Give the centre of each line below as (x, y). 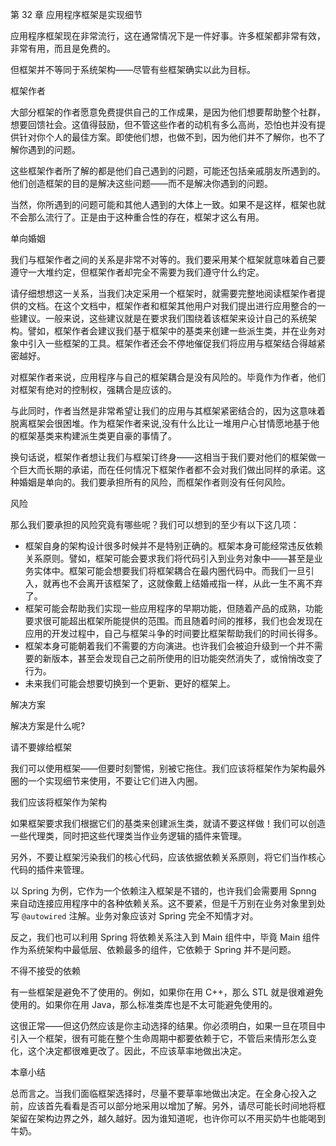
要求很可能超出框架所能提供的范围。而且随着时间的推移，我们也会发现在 (173, 621)
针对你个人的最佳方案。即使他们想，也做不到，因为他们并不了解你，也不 (167, 137)
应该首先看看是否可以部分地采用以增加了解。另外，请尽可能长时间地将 (172, 1106)
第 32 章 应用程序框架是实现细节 (76, 14)
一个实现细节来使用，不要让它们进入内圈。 (115, 781)
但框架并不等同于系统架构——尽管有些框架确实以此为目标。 (133, 69)
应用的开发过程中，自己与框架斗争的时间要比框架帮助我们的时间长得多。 (173, 633)
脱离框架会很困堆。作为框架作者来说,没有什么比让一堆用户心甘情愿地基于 (161, 423)
